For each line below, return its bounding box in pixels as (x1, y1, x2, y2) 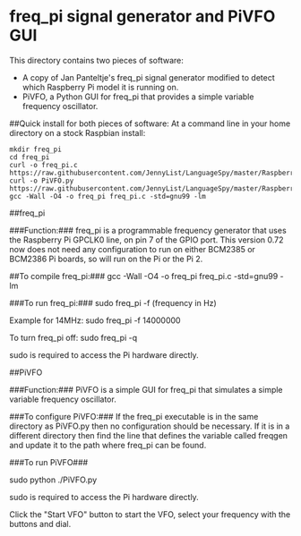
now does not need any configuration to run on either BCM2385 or (9, 243, 255, 254)
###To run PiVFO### (9, 456, 89, 467)
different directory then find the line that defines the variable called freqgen (9, 430, 288, 440)
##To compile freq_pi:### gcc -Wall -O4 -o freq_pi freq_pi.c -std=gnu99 (9, 270, 279, 281)
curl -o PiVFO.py (9, 176, 74, 185)
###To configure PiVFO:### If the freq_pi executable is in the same (9, 411, 259, 421)
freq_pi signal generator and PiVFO (9, 6, 276, 27)
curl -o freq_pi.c (9, 160, 78, 169)
